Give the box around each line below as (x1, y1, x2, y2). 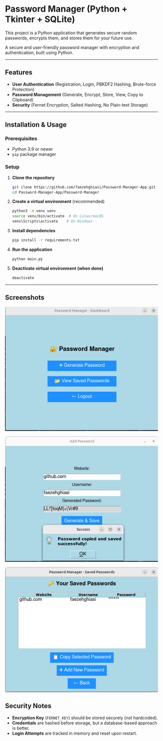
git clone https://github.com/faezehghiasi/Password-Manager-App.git (12, 185, 156, 189)
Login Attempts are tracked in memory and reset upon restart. (12, 730, 137, 736)
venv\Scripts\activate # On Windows (12, 219, 93, 224)
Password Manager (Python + (5, 3, 128, 15)
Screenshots (5, 294, 45, 302)
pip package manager (12, 151, 57, 157)
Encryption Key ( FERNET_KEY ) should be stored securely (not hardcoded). (12, 715, 158, 721)
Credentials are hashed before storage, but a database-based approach (12, 720, 157, 726)
